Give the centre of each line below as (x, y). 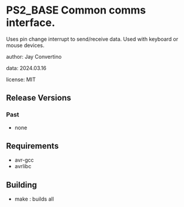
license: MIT (21, 79)
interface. (31, 23)
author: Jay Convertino (34, 56)
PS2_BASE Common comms (76, 10)
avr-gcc (24, 160)
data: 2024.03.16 (26, 68)
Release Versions (39, 98)
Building (21, 185)
